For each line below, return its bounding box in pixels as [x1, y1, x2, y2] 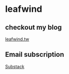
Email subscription [5, 50, 65, 59]
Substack [5, 63, 25, 70]
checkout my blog [5, 23, 62, 32]
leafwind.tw [5, 36, 29, 42]
